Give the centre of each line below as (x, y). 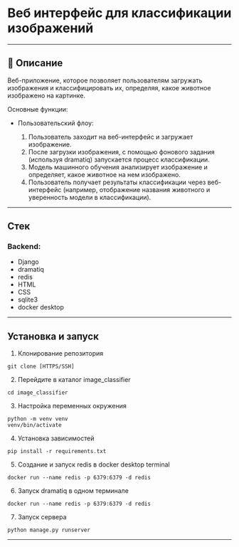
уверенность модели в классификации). (90, 197)
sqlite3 (27, 299)
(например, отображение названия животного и (137, 189)
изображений (51, 28)
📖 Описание (35, 63)
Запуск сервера (42, 517)
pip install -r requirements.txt (57, 452)
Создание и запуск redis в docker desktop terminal (94, 464)
